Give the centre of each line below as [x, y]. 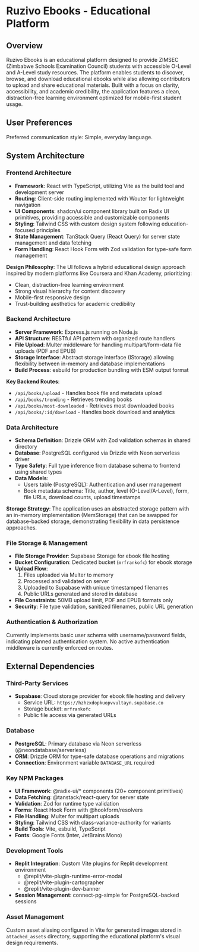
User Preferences [39, 123]
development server [39, 192]
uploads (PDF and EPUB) [45, 351]
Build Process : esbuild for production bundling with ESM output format [102, 369]
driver [22, 459]
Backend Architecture [39, 319]
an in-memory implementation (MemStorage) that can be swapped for [92, 515]
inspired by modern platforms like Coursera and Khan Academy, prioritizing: [99, 273]
